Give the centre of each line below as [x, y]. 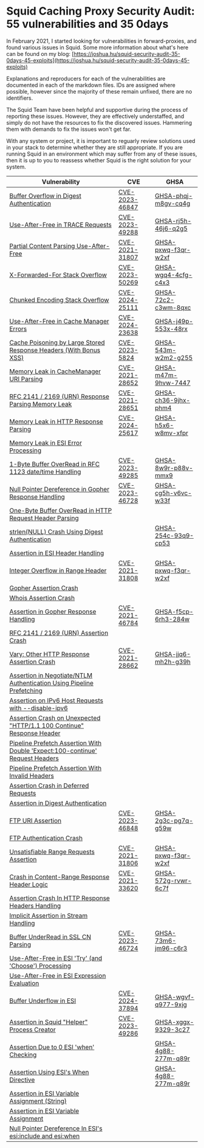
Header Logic [29, 884]
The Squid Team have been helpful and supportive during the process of [97, 109]
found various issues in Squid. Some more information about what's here [97, 47]
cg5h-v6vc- [173, 493]
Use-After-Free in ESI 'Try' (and [56, 958]
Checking [23, 1054]
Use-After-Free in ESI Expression [58, 975]
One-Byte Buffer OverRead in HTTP [61, 510]
